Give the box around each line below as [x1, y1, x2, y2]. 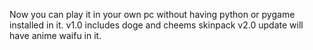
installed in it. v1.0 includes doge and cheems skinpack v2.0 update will [9, 19, 304, 31]
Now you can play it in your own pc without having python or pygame [9, 9, 296, 20]
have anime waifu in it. [9, 30, 102, 41]
